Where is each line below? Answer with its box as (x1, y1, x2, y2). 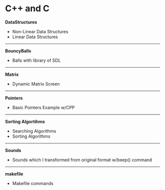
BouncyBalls (5, 47, 31, 54)
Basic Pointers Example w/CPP (12, 104, 75, 110)
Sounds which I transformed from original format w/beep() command (12, 157, 152, 163)
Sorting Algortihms (5, 119, 45, 124)
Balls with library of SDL (12, 57, 61, 63)
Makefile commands (12, 180, 54, 186)
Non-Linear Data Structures (12, 28, 69, 34)
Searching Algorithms (12, 128, 56, 134)
